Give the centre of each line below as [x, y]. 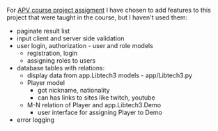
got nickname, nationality [73, 90]
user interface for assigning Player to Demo [100, 112]
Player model [46, 83]
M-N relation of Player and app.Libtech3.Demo [94, 105]
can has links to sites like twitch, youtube [96, 98]
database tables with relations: [61, 68]
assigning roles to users [61, 61]
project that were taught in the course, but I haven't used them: [97, 17]
